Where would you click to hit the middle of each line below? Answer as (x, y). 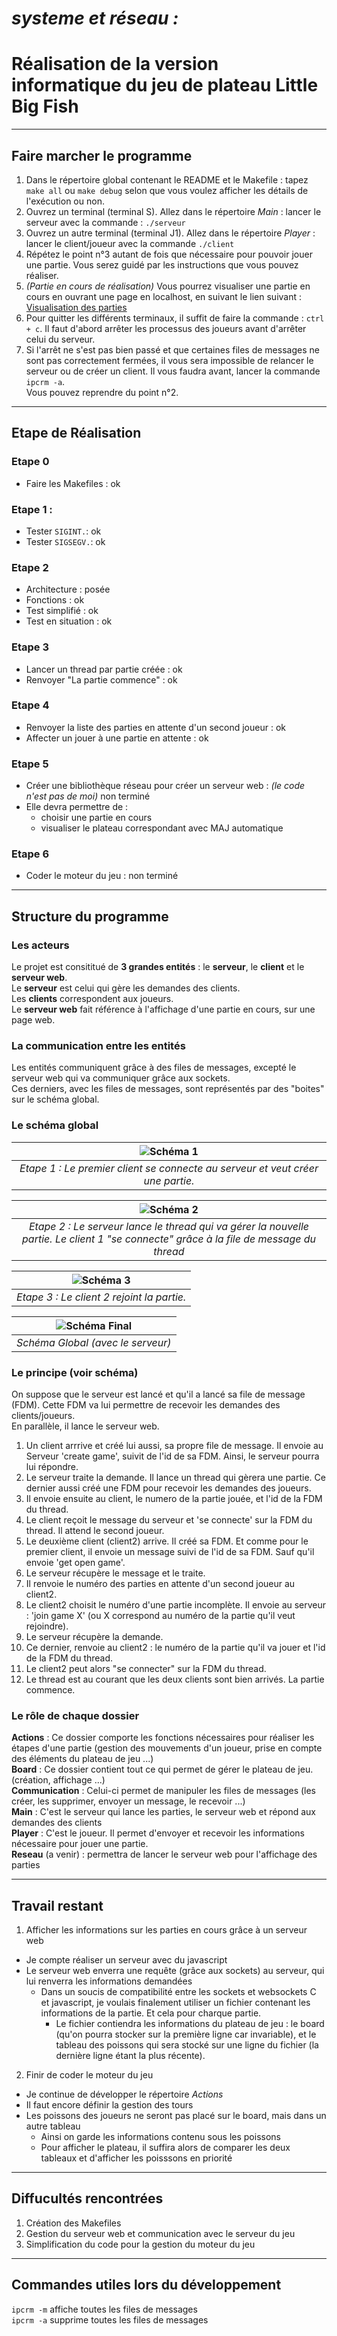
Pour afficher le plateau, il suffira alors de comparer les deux (165, 2148)
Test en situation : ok (69, 621)
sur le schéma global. (55, 1099)
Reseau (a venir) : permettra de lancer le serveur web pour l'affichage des (164, 1854)
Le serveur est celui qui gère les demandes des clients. (126, 988)
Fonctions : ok (55, 600)
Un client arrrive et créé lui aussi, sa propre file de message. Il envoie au (174, 1445)
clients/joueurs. (43, 1415)
